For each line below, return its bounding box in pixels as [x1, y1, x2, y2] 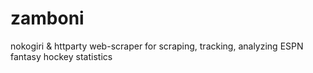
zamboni [10, 7, 85, 30]
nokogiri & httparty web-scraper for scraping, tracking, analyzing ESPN [10, 40, 304, 52]
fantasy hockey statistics [10, 50, 113, 62]
